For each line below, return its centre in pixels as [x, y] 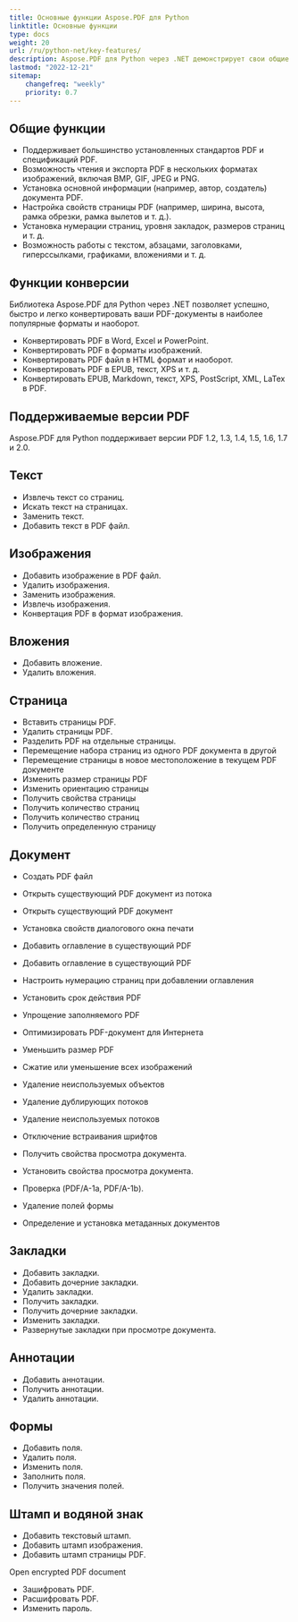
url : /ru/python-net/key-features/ [75, 51]
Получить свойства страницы [79, 798]
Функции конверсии [69, 283]
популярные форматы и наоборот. [74, 324]
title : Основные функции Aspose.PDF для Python [99, 17]
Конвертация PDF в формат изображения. [103, 613]
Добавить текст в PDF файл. [76, 525]
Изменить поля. [52, 1467]
